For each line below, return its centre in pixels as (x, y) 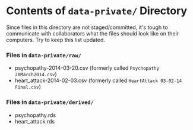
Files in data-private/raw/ (44, 55)
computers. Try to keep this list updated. (56, 40)
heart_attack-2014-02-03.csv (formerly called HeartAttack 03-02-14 (98, 80)
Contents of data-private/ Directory (97, 11)
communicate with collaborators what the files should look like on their (93, 33)
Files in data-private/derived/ (50, 102)
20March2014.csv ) (36, 74)
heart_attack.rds (35, 121)
